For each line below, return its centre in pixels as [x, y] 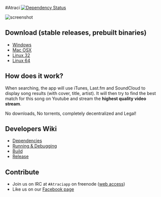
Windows [22, 45]
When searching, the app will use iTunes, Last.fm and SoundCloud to [75, 88]
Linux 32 [21, 55]
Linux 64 [21, 60]
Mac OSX [22, 50]
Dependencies [27, 141]
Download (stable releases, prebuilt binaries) [76, 33]
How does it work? [34, 76]
